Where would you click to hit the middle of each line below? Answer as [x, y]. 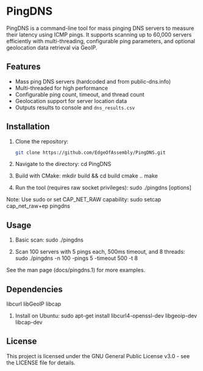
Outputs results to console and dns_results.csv [75, 107]
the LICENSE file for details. [41, 362]
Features [23, 67]
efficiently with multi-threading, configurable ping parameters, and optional [101, 41]
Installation [28, 127]
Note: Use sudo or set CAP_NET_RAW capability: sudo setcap [84, 200]
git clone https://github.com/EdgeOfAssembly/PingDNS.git [90, 153]
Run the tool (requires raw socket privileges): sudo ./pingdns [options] [103, 188]
